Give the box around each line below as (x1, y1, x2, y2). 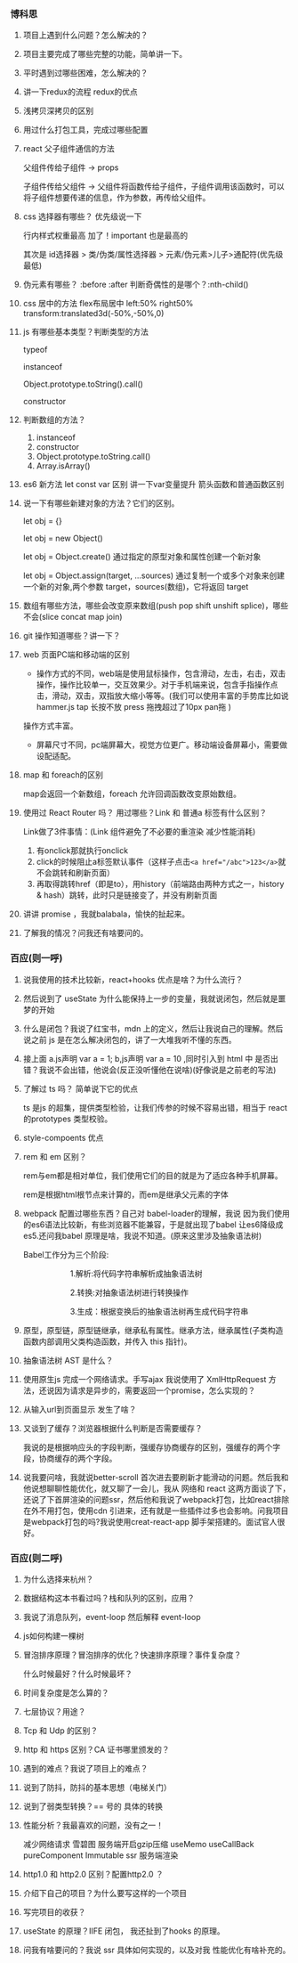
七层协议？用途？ (22, 1706, 86, 1716)
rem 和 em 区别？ (22, 1151, 87, 1161)
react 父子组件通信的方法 (22, 143, 115, 154)
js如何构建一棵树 (22, 1630, 85, 1641)
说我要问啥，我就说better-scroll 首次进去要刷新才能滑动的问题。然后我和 (22, 1471, 289, 1482)
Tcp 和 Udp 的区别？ (22, 1725, 99, 1736)
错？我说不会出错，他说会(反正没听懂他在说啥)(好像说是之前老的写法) (22, 1064, 277, 1075)
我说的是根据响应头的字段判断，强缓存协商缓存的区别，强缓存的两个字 (22, 1441, 281, 1453)
